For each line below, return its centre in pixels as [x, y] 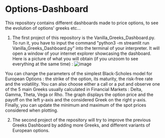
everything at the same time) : [43, 64]
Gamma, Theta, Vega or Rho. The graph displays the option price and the [79, 94]
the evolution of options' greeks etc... [43, 28]
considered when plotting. [32, 110]
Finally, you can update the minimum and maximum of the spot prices [76, 105]
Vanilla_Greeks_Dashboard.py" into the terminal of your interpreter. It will [86, 48]
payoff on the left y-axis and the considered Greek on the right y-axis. [76, 99]
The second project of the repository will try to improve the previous [82, 120]
